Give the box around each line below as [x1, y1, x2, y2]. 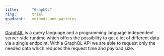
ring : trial [5, 12, 43, 17]
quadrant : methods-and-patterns [5, 16, 77, 21]
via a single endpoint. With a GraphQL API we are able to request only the [5, 40, 156, 46]
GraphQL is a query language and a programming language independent [5, 30, 154, 36]
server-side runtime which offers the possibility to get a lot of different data [5, 35, 160, 41]
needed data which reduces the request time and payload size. [5, 45, 134, 52]
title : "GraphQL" [5, 7, 52, 12]
